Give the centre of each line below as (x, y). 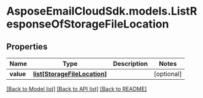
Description (131, 64)
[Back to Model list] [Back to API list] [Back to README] (77, 89)
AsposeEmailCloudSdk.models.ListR (102, 11)
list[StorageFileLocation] (70, 74)
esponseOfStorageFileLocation (88, 24)
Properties (27, 47)
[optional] (168, 74)
